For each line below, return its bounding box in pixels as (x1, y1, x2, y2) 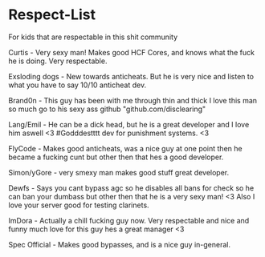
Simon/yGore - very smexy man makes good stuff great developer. (8, 167, 230, 177)
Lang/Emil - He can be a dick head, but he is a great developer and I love (8, 119, 250, 129)
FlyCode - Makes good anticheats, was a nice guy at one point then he (8, 143, 243, 153)
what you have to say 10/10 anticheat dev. (8, 80, 147, 90)
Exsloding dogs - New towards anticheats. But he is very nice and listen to (8, 71, 255, 81)
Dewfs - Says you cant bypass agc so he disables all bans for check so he (8, 183, 255, 193)
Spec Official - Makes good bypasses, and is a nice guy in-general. (8, 239, 231, 249)
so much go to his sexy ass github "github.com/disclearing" (8, 104, 206, 114)
